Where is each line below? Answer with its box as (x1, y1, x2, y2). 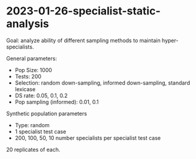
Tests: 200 (14, 73, 42, 80)
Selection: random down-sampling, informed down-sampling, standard (14, 79, 191, 86)
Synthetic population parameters (6, 110, 88, 117)
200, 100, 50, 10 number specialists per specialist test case (14, 134, 161, 142)
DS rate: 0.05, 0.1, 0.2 (14, 92, 68, 99)
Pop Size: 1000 (14, 66, 52, 73)
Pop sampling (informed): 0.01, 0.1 (14, 98, 99, 106)
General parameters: (6, 55, 57, 62)
